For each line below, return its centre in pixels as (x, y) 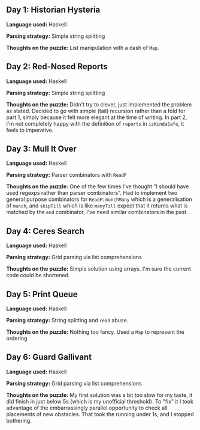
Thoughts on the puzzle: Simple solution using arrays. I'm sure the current (99, 269)
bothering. (19, 420)
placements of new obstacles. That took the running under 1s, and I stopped (100, 414)
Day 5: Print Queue (42, 294)
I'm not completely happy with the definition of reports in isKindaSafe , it (95, 123)
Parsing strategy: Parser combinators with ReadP (66, 175)
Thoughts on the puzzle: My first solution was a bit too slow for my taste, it (99, 395)
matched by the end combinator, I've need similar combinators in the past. (97, 212)
